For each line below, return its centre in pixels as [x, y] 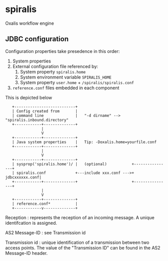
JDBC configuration [37, 39]
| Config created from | [45, 111]
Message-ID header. [26, 253]
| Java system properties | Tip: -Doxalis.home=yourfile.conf [84, 142]
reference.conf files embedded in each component [66, 88]
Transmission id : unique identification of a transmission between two [77, 242]
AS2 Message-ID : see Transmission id [45, 232]
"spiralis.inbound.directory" [37, 120]
